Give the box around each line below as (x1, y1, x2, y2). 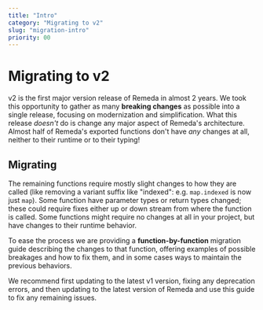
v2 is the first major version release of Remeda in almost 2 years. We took (8, 94, 247, 103)
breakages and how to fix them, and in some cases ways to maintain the (8, 253, 242, 262)
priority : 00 (8, 33, 51, 42)
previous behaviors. (8, 261, 72, 270)
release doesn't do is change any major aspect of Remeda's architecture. (8, 119, 245, 128)
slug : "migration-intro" (8, 26, 89, 34)
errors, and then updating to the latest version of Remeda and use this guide (8, 285, 255, 293)
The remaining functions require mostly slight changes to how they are (8, 179, 237, 188)
